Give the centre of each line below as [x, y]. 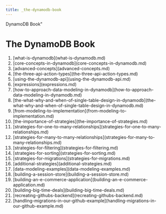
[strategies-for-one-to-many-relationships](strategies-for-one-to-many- [87, 126]
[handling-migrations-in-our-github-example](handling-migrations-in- [84, 201]
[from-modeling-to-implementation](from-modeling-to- [70, 110]
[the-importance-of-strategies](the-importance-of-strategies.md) [80, 121]
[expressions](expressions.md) [44, 84]
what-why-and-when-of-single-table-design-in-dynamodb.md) [78, 106]
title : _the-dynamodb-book [34, 10]
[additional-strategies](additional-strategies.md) [62, 163]
